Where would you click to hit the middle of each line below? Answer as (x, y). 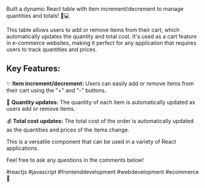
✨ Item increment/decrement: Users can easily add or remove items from (100, 83)
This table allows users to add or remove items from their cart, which (93, 30)
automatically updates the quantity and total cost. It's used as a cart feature (102, 36)
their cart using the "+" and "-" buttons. (56, 90)
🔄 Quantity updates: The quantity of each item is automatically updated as (101, 102)
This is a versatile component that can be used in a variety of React (91, 141)
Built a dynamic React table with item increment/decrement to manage (95, 9)
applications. (22, 148)
